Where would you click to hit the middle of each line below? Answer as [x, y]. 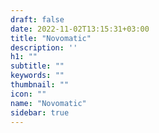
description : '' [44, 47]
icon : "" [28, 94]
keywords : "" [37, 76]
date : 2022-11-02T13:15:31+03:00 [80, 29]
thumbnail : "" [40, 85]
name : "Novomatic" [48, 103]
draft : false [37, 19]
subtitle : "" [37, 66]
